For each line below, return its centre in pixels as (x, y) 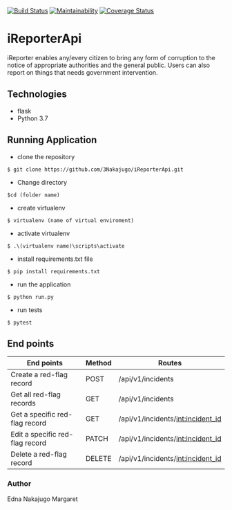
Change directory (42, 182)
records (23, 403)
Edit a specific (33, 435)
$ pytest (20, 322)
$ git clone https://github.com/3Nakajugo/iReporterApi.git (96, 170)
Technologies (37, 94)
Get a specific (33, 415)
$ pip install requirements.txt (54, 271)
